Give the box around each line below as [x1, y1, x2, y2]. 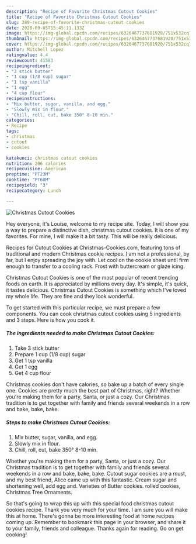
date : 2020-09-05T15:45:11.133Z [6, 25, 85, 31]
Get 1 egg [14, 363, 38, 370]
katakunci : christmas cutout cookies [6, 155, 98, 161]
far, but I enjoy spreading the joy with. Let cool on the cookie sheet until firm [6, 256, 189, 263]
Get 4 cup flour [14, 369, 51, 376]
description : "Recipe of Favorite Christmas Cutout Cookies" [6, 8, 158, 15]
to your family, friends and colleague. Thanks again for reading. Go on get [6, 525, 184, 532]
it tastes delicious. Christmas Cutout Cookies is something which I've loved [6, 286, 187, 293]
